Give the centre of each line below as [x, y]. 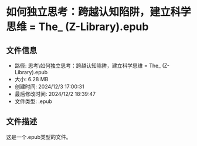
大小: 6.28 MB [31, 79]
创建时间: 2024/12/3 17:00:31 [49, 87]
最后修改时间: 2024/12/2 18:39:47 [55, 94]
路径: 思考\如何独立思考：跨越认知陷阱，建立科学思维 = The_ [88, 66]
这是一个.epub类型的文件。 [39, 137]
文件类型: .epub [33, 101]
